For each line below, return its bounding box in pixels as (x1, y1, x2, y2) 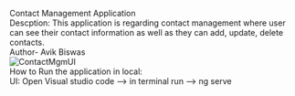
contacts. (9, 37, 46, 48)
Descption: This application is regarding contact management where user (9, 17, 286, 28)
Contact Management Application (9, 8, 136, 18)
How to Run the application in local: (9, 66, 143, 77)
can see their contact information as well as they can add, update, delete (9, 27, 284, 37)
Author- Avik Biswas (9, 47, 86, 58)
